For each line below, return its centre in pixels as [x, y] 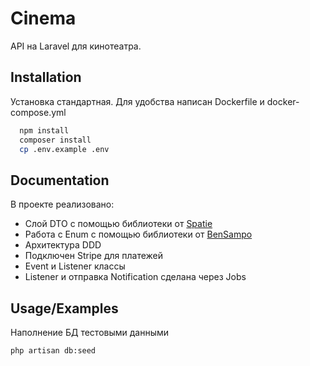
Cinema [43, 18]
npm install [44, 130]
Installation [46, 77]
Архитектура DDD [63, 245]
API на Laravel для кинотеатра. [76, 46]
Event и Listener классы [75, 266]
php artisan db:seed [53, 351]
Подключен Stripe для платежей [94, 256]
